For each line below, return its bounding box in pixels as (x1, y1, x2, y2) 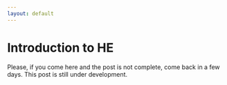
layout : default (7, 10, 54, 17)
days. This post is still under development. (7, 70, 128, 78)
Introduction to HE (7, 39, 114, 55)
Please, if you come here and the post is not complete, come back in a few (7, 63, 220, 71)
